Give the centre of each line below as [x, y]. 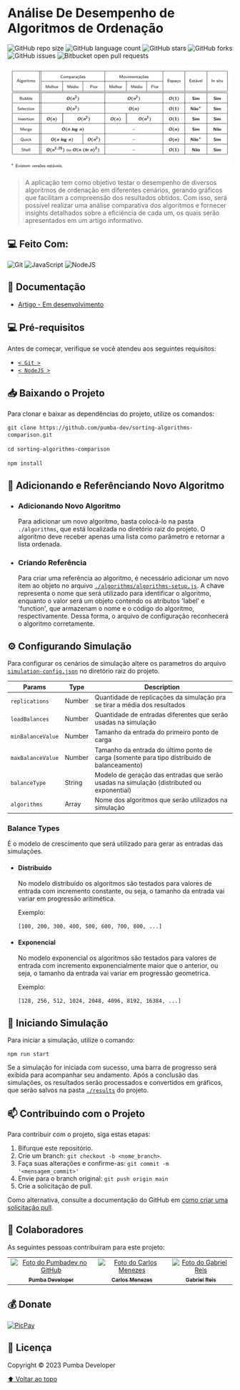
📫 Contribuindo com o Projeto [76, 1113]
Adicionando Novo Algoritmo [69, 506]
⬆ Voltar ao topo [32, 1379]
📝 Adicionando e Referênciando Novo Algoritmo [116, 485]
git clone [22, 428]
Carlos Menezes [132, 1280]
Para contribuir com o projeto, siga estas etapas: [79, 1134]
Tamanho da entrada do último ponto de [154, 750]
